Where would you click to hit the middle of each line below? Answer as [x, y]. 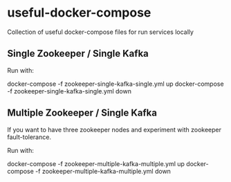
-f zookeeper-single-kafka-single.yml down [69, 91]
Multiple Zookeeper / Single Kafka [82, 113]
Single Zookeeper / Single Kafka [78, 54]
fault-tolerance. [29, 137]
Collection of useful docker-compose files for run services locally [100, 32]
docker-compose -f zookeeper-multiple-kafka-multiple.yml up [96, 163]
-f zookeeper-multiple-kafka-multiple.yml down [103, 171]
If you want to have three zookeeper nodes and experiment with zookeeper [114, 129]
